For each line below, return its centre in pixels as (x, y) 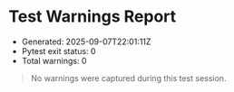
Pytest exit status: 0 (58, 51)
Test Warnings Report (93, 17)
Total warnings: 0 (54, 60)
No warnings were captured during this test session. (128, 78)
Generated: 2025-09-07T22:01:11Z (86, 41)
